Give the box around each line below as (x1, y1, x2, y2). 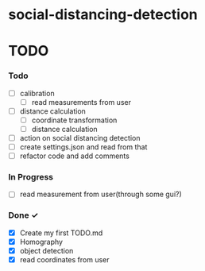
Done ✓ (8, 210, 39, 221)
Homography (19, 237, 64, 246)
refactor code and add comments (19, 151, 130, 161)
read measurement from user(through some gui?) (19, 189, 183, 199)
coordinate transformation (31, 115, 118, 125)
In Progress (8, 172, 54, 183)
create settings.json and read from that (19, 142, 148, 152)
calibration (19, 88, 55, 98)
